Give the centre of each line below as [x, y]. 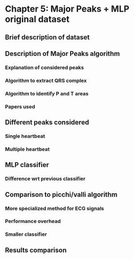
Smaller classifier [26, 234]
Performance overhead [33, 221]
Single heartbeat [25, 136]
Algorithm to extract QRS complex [46, 80]
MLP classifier [27, 165]
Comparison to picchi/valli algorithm [61, 195]
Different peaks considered [47, 122]
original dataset [37, 19]
